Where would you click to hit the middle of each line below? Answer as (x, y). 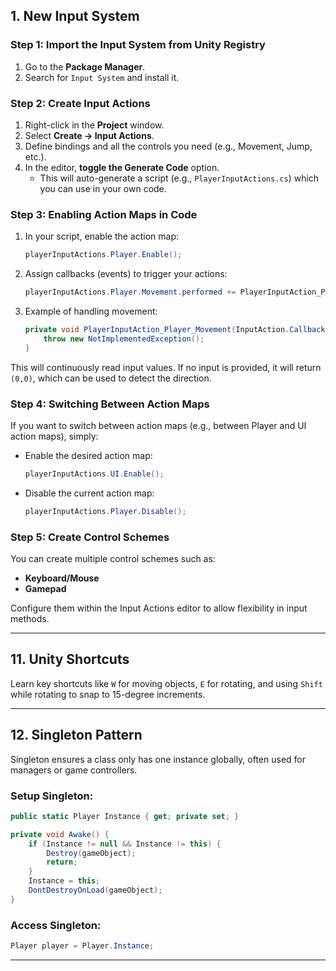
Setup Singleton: (52, 796)
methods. (30, 618)
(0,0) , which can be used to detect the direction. (111, 378)
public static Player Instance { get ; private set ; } (125, 816)
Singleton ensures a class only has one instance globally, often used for (158, 759)
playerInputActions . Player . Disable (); (105, 511)
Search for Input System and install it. (102, 77)
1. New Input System (75, 16)
